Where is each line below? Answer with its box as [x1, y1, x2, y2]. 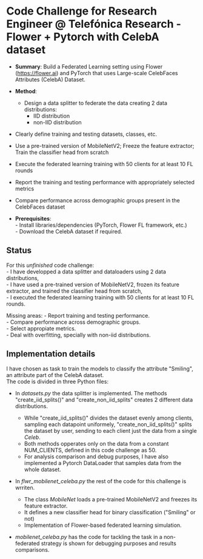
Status [6, 246, 32, 256]
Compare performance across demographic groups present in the [15, 196, 180, 204]
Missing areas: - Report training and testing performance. [6, 312, 150, 319]
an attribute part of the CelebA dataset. [6, 371, 104, 378]
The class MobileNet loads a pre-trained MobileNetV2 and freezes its [24, 495, 198, 503]
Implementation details [6, 349, 96, 359]
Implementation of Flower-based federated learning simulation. [24, 521, 182, 529]
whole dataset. [24, 466, 62, 473]
